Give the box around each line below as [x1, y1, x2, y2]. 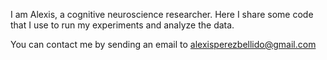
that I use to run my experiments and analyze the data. [10, 19, 235, 31]
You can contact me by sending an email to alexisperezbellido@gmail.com [10, 39, 317, 50]
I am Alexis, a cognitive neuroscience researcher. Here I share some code [10, 9, 314, 20]
